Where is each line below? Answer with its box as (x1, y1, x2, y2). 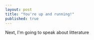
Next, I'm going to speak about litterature (5, 30, 90, 36)
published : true (5, 16, 39, 21)
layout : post (5, 7, 32, 12)
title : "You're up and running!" (5, 12, 75, 17)
